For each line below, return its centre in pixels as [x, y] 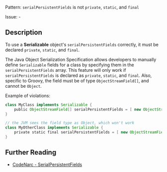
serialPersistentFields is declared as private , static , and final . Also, [79, 75]
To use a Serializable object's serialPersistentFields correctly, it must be [82, 44]
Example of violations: [28, 95]
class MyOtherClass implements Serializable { [54, 128]
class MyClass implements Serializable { [49, 105]
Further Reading [31, 152]
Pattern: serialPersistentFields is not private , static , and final [72, 7]
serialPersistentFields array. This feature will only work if [66, 70]
